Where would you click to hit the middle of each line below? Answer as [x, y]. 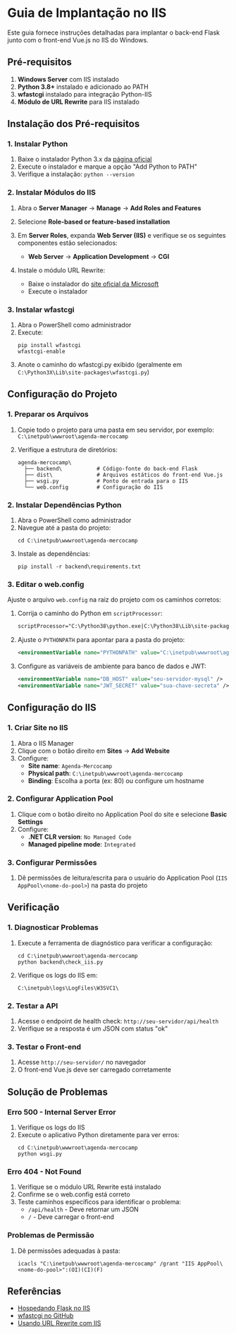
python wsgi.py [40, 1154]
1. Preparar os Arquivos [48, 414]
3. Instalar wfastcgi [41, 310]
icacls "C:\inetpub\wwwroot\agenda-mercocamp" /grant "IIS [106, 1263]
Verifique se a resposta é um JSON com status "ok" [93, 1029]
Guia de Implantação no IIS [87, 13]
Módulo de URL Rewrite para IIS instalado [78, 102]
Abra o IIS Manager [45, 743]
